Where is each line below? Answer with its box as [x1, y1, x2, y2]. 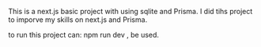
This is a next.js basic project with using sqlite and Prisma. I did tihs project [8, 7, 253, 16]
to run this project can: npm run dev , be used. [8, 31, 160, 39]
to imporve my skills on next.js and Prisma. [8, 15, 148, 24]
